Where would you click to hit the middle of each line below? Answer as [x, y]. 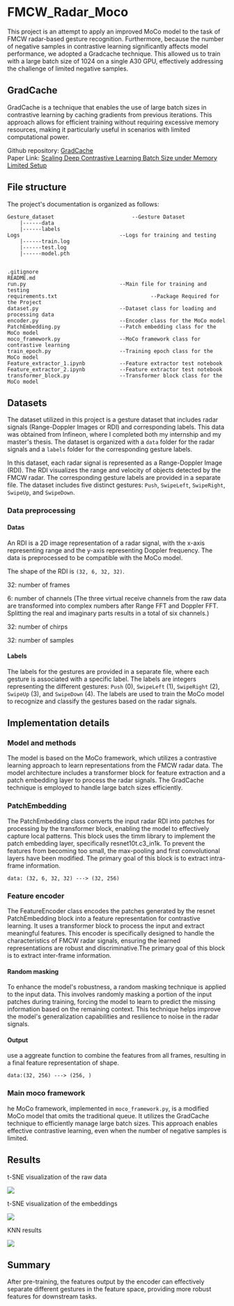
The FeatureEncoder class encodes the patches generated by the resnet [111, 910]
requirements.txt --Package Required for [113, 296]
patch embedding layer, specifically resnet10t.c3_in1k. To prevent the [106, 843]
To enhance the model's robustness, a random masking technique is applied [117, 987]
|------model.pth [45, 253]
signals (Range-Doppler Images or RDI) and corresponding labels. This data [116, 427]
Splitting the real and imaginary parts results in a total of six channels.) [108, 613]
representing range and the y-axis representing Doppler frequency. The [110, 550]
